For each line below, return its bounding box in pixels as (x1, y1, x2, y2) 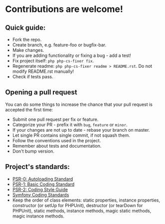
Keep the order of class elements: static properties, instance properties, (12, 197, 161, 203)
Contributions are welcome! (5, 3, 123, 15)
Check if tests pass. (12, 74, 53, 79)
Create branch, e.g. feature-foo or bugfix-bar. (12, 42, 107, 48)
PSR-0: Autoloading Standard (12, 176, 73, 182)
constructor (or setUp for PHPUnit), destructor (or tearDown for (12, 202, 143, 208)
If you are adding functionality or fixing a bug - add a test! (12, 52, 131, 58)
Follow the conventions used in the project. (12, 137, 101, 143)
